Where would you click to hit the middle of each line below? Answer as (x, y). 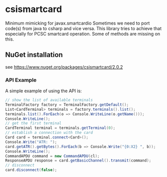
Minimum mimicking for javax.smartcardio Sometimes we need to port (77, 23)
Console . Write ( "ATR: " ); (31, 142)
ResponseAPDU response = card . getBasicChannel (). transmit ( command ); (78, 161)
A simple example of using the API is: (43, 91)
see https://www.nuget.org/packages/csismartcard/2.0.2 (64, 67)
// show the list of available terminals (49, 100)
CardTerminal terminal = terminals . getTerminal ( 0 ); (60, 128)
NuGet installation (34, 55)
